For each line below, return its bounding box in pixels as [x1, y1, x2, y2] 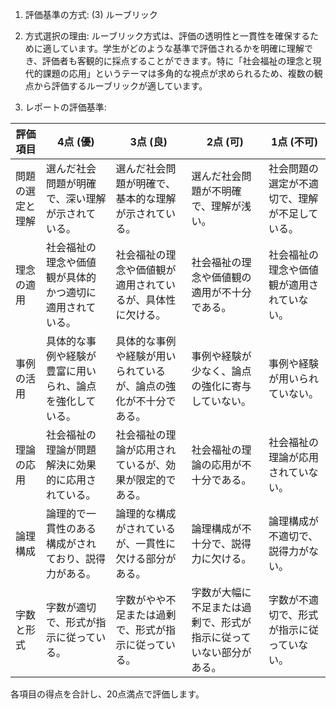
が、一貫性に [115, 537, 177, 550]
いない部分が [191, 646, 252, 659]
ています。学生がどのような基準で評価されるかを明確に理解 [59, 43, 305, 54]
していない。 [191, 394, 252, 408]
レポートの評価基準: [24, 101, 107, 113]
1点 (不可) [270, 135, 319, 148]
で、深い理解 [46, 192, 107, 205]
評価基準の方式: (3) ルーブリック [24, 9, 158, 20]
